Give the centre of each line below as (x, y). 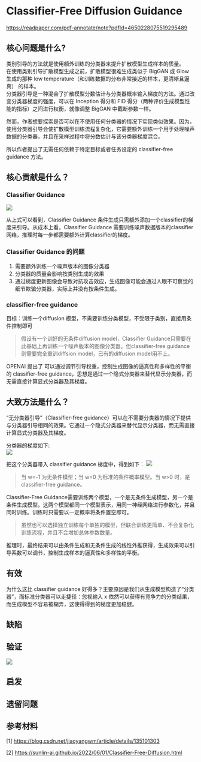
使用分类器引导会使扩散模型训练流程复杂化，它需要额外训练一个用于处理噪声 (100, 129)
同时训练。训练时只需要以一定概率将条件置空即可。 (69, 512)
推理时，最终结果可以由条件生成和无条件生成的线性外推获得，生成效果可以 (98, 545)
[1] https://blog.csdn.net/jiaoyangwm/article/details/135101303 (83, 741)
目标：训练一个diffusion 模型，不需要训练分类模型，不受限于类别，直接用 (96, 319)
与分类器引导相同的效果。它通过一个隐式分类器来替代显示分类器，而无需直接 (100, 425)
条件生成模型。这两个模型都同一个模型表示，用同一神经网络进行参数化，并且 (100, 505)
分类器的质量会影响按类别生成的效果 (60, 274)
